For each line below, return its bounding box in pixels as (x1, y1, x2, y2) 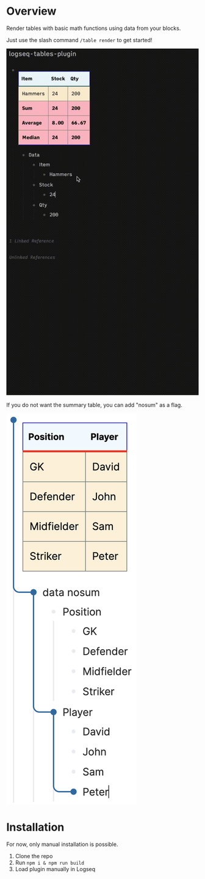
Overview (6, 4, 57, 18)
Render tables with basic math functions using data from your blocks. (6, 24, 181, 32)
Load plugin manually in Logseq (15, 865, 96, 872)
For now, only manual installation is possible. (6, 840, 118, 848)
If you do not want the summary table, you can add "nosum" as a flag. (6, 401, 183, 408)
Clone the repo (15, 852, 53, 859)
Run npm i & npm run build (15, 859, 84, 866)
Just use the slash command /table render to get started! (6, 36, 153, 43)
